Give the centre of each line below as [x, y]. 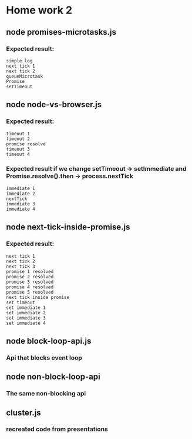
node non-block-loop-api [53, 377]
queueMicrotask [25, 76]
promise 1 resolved [30, 271]
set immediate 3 [26, 318]
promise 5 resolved [30, 292]
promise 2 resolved [30, 277]
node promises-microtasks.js [61, 32]
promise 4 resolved [30, 287]
